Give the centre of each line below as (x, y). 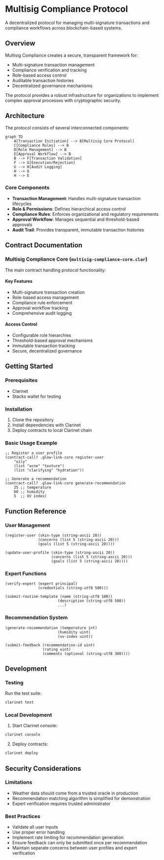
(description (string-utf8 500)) (92, 601)
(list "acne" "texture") (39, 466)
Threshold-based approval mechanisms (52, 340)
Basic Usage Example (31, 443)
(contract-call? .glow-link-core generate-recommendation (65, 483)
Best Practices (23, 816)
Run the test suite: (23, 693)
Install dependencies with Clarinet (47, 425)
